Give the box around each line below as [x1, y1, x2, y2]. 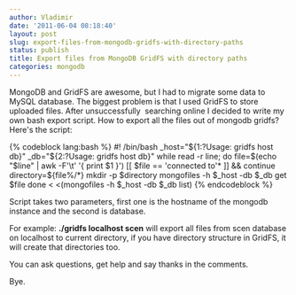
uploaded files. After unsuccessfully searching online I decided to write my [9, 105, 285, 116]
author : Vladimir [9, 12, 74, 22]
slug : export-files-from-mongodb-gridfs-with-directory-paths [9, 37, 244, 47]
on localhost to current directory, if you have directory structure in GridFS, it [9, 232, 286, 243]
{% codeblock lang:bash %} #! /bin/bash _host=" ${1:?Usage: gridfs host [9, 141, 274, 151]
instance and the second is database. [9, 206, 146, 216]
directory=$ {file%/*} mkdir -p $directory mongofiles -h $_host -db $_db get [9, 169, 287, 180]
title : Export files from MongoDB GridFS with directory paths [9, 54, 248, 63]
